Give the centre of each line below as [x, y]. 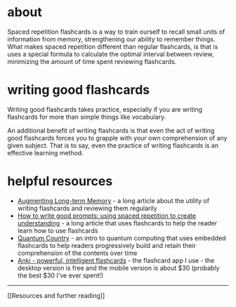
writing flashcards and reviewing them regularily [87, 208]
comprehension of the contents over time [77, 253]
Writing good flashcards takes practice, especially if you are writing [105, 109]
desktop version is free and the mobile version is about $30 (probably [118, 268]
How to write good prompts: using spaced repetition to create [107, 216]
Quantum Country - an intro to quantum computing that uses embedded [122, 238]
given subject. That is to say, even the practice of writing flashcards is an [113, 145]
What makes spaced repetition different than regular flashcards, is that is [113, 46]
